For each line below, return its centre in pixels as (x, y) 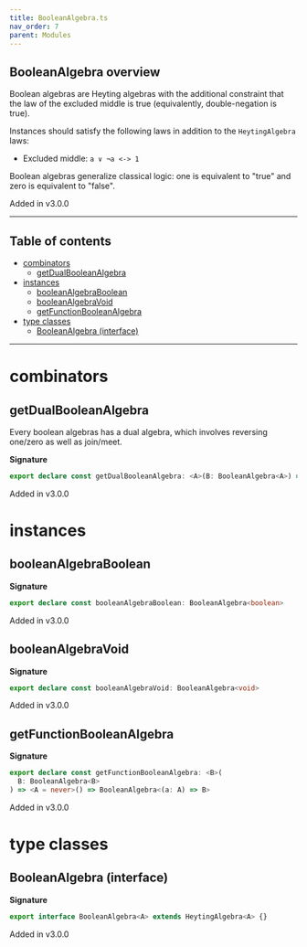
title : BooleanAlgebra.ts (58, 18)
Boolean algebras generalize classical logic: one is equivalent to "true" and (150, 176)
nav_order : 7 (34, 27)
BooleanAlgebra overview (85, 72)
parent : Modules (40, 35)
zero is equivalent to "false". (63, 186)
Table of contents (60, 241)
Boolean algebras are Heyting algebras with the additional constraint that (147, 94)
